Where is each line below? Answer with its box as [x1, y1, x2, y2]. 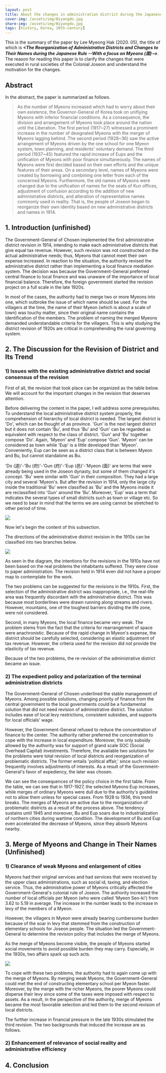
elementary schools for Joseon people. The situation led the [5, 926, 128, 932]
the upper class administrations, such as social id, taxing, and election [5, 879, 148, 885]
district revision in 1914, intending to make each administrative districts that [5, 242, 158, 248]
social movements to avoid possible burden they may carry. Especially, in [5, 946, 154, 952]
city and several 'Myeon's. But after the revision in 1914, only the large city [5, 479, 157, 485]
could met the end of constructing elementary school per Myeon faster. [5, 981, 151, 987]
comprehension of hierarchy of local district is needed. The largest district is [5, 416, 161, 422]
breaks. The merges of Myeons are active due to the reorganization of [5, 799, 148, 805]
